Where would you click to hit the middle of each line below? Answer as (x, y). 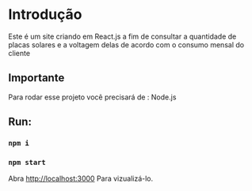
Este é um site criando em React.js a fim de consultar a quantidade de (122, 36)
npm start (27, 162)
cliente (19, 53)
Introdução (45, 15)
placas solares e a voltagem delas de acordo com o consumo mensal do (126, 44)
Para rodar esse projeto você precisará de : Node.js (92, 97)
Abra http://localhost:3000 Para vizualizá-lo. (81, 178)
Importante (36, 78)
